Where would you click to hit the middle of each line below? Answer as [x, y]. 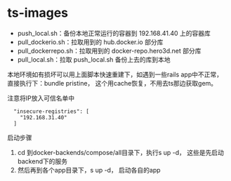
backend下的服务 [42, 161]
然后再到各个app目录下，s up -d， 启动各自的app [89, 170]
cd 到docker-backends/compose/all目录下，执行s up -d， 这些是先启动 [121, 152]
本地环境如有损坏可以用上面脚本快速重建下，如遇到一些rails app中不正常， [115, 74]
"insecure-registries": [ [52, 111]
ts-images [38, 13]
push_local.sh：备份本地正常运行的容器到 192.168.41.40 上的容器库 [114, 33]
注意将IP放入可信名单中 [41, 98]
